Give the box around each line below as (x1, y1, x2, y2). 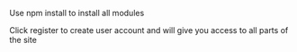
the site (9, 35, 38, 45)
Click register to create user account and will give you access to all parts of (9, 25, 289, 35)
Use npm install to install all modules (9, 8, 145, 18)
